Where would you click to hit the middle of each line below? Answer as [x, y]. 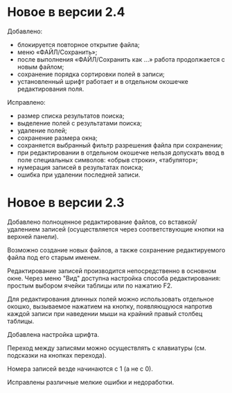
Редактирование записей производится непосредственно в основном [112, 270]
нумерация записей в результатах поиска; [80, 167]
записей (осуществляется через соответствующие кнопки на [133, 229]
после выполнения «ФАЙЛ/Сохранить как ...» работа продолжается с [121, 59]
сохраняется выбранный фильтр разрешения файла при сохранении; [120, 145]
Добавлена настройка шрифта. [53, 334]
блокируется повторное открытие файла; [78, 44]
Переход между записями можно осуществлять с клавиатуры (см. [107, 348]
